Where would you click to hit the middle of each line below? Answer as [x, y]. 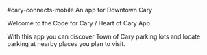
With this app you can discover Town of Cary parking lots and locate [104, 36]
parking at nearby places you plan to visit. [66, 44]
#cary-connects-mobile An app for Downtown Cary [80, 10]
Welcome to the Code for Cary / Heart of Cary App [79, 23]
